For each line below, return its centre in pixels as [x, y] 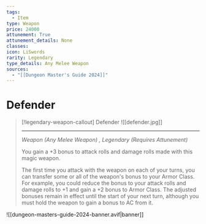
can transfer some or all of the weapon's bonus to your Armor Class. [108, 177]
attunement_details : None [39, 41]
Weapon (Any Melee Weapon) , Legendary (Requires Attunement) [105, 140]
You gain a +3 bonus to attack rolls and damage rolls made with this [107, 152]
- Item [20, 18]
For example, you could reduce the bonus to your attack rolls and [104, 183]
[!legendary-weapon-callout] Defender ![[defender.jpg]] [92, 122]
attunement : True [29, 35]
